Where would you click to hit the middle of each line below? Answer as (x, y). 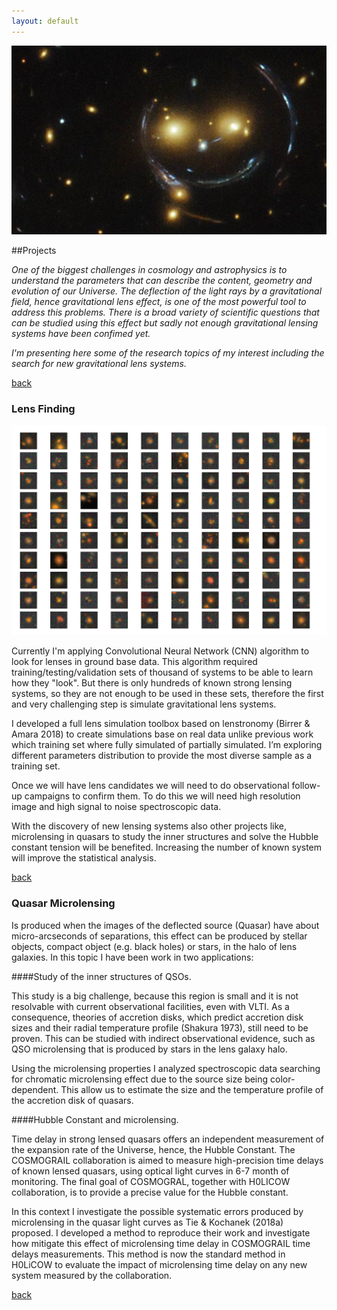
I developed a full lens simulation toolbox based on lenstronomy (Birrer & (161, 724)
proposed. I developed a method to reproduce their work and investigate (161, 1232)
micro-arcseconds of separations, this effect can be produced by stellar (159, 936)
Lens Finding (43, 409)
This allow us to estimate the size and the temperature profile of (192, 1089)
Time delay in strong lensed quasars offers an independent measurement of (168, 1139)
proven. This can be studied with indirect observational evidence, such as (163, 1038)
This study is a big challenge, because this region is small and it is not (155, 996)
